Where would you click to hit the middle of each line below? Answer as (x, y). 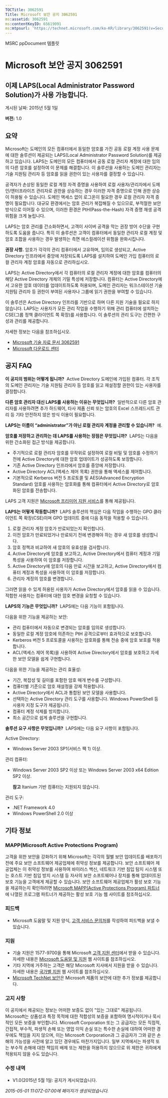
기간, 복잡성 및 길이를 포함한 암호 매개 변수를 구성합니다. (67, 680)
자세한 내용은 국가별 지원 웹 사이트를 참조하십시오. (61, 972)
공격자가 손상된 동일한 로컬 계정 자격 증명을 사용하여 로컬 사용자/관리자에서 (78, 184)
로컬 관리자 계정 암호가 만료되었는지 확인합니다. (58, 528)
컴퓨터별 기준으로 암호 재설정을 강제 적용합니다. (58, 686)
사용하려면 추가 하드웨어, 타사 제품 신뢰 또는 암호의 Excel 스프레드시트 (86, 408)
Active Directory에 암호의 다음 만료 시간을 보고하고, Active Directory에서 (84, 566)
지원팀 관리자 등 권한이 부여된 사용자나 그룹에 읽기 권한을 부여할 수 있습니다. (79, 292)
